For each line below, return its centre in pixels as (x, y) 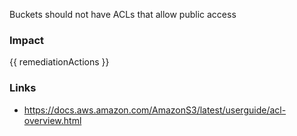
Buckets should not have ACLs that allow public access (123, 14)
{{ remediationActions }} (59, 62)
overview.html (52, 120)
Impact (27, 40)
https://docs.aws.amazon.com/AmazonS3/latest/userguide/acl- (155, 110)
